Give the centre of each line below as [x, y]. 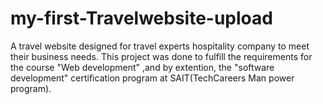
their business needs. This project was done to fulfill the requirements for [161, 56]
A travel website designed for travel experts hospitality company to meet [160, 46]
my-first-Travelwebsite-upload [141, 18]
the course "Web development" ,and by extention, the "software [142, 67]
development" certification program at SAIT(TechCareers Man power [152, 78]
